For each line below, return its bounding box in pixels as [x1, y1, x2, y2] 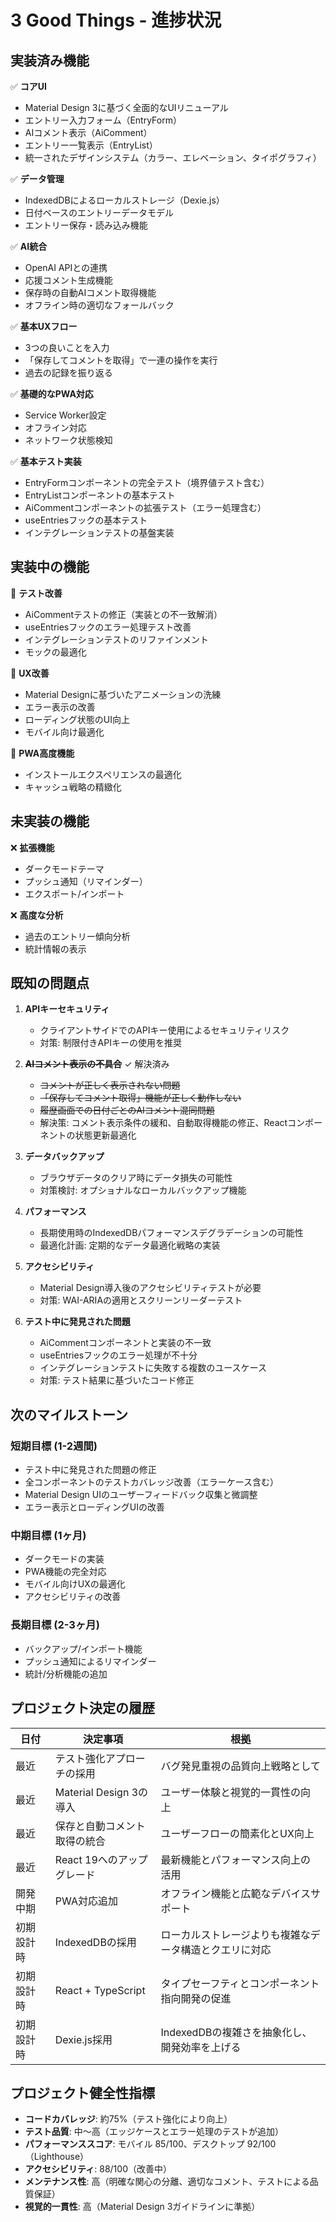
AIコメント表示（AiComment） [24, 127, 153, 138]
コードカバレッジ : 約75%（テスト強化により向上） [24, 2113, 233, 2125]
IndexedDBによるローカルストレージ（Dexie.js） [24, 194, 225, 206]
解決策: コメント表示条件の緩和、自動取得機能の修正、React [39, 1117, 288, 1129]
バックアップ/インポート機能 [24, 1642, 143, 1655]
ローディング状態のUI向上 [24, 713, 130, 725]
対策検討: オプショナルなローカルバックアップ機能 [39, 1184, 247, 1196]
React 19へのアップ [54, 1852, 148, 1866]
